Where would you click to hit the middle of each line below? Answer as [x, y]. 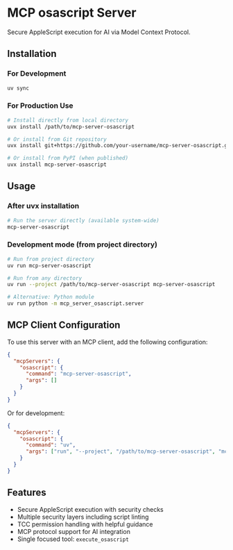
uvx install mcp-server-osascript [57, 165]
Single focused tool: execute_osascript [73, 539]
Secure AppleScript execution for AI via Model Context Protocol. [99, 32]
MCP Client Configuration [64, 325]
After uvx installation [43, 206]
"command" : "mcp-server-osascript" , [78, 374]
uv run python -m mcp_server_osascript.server [76, 303]
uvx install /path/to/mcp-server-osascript [71, 126]
